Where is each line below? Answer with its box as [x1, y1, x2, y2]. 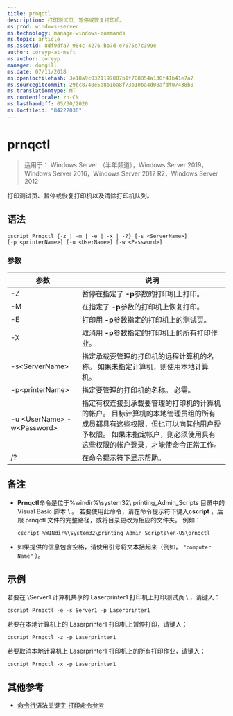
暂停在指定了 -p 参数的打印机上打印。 [82, 289, 204, 298]
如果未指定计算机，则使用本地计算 [97, 361, 209, 371]
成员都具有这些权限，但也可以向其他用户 [82, 419, 214, 429]
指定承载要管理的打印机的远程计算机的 [82, 351, 207, 361]
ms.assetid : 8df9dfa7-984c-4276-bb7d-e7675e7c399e [7, 42, 157, 49]
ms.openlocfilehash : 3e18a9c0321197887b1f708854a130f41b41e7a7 [7, 74, 194, 82]
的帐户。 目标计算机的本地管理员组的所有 [82, 409, 216, 418]
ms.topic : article [7, 36, 60, 43]
